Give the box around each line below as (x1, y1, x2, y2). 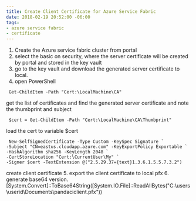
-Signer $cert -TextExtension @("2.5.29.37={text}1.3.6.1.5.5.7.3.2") (6, 159, 183, 165)
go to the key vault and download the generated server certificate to (14, 65, 180, 72)
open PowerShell (14, 78, 56, 85)
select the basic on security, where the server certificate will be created (14, 53, 189, 60)
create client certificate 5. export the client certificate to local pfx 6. (6, 170, 169, 177)
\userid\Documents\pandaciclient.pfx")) (6, 189, 103, 196)
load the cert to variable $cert (6, 128, 78, 135)
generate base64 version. (6, 176, 69, 183)
